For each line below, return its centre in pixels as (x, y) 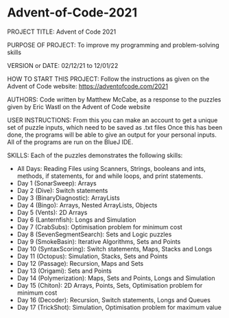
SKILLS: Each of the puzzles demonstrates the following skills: (95, 155)
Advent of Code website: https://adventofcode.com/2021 (88, 86)
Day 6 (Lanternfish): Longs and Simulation (76, 219)
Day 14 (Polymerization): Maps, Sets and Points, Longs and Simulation (116, 278)
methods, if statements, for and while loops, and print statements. (110, 176)
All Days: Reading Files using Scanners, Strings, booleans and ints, (111, 168)
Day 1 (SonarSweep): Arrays (57, 183)
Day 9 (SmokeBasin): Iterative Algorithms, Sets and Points (99, 241)
